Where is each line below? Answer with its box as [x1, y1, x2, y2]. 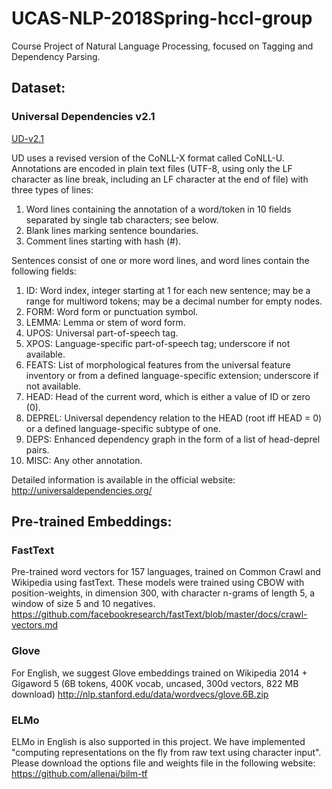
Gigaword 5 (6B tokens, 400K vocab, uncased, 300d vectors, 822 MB [11, 677, 299, 689]
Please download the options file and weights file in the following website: [11, 757, 316, 769]
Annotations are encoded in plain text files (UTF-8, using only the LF [11, 162, 293, 174]
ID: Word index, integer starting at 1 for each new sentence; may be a [25, 284, 311, 296]
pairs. [25, 443, 50, 456]
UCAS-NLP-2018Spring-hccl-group [11, 7, 313, 30]
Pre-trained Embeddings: [11, 513, 173, 531]
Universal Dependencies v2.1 [11, 110, 156, 124]
